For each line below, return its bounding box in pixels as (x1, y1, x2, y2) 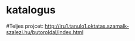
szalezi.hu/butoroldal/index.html (6, 28, 84, 35)
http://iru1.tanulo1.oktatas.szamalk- (45, 23, 129, 29)
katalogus (6, 3, 56, 17)
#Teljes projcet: (6, 23, 44, 29)
